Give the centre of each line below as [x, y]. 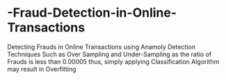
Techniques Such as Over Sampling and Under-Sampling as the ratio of [110, 54]
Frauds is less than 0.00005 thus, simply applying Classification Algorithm [113, 61]
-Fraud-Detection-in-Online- [92, 13]
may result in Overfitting [42, 69]
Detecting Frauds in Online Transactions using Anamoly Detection [102, 47]
